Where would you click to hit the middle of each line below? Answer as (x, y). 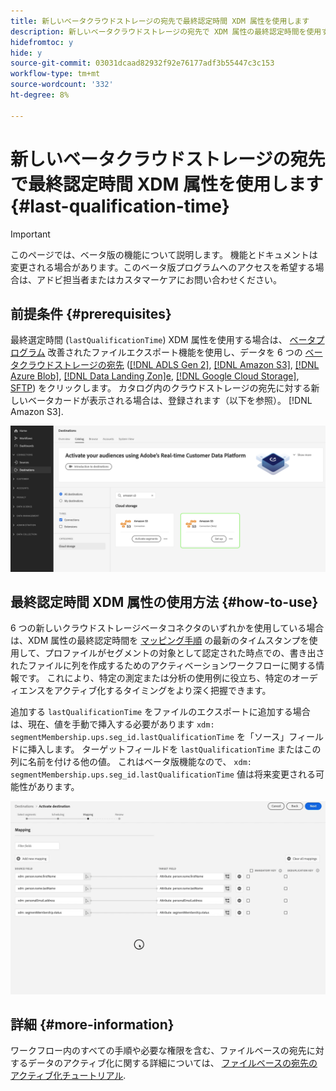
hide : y (26, 53)
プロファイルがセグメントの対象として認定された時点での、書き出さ (184, 653)
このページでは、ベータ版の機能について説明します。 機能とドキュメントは (164, 254)
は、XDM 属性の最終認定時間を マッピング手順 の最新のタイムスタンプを (160, 641)
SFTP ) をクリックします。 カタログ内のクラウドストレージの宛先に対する (161, 388)
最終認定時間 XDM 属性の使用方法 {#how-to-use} (164, 602)
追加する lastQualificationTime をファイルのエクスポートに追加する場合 (160, 712)
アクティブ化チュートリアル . (68, 1076)
